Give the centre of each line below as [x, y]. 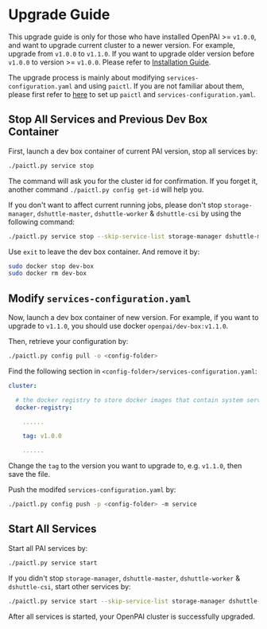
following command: [42, 221]
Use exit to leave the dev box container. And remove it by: [104, 252]
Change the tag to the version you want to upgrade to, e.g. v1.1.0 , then [125, 466]
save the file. [29, 475]
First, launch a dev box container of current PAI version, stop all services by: [133, 151]
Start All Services [52, 529]
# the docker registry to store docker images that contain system [130, 400]
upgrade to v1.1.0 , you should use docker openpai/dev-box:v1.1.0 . [118, 326]
